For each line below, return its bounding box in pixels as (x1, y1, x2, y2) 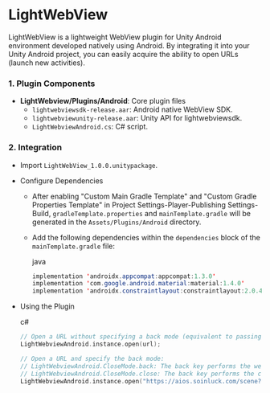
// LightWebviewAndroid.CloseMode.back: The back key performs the (19, 362, 251, 370)
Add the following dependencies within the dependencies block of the (31, 232, 261, 242)
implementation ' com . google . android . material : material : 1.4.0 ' (31, 280, 245, 288)
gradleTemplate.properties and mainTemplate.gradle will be (52, 208, 252, 218)
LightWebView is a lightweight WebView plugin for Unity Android (8, 32, 223, 42)
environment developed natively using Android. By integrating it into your (8, 40, 251, 50)
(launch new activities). (8, 58, 86, 68)
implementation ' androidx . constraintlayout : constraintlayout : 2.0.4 (31, 287, 263, 295)
